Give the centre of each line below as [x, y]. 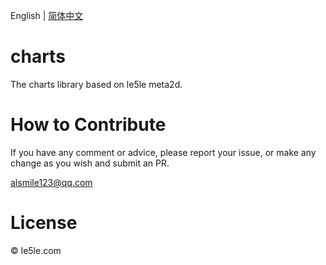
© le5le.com [36, 250]
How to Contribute [88, 125]
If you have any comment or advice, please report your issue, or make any [163, 152]
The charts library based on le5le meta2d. [96, 84]
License [44, 223]
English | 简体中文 [47, 15]
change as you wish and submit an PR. [90, 163]
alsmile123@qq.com [51, 182]
